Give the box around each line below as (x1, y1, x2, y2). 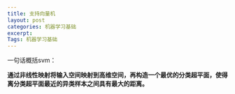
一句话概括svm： (7, 56, 57, 65)
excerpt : (7, 29, 33, 37)
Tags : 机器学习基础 (7, 36, 58, 43)
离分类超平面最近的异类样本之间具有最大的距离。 (7, 79, 148, 88)
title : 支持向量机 (7, 10, 56, 17)
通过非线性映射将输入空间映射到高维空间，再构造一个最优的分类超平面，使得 (7, 71, 228, 79)
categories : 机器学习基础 (7, 23, 77, 30)
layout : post (7, 17, 45, 24)
